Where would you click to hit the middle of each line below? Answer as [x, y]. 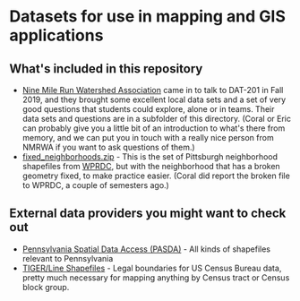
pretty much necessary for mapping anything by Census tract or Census [156, 277]
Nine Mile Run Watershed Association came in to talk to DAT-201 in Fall [153, 90]
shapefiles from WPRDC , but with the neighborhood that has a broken [151, 166]
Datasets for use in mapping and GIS [148, 17]
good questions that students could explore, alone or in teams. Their [148, 109]
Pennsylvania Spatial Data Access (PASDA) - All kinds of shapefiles [146, 249]
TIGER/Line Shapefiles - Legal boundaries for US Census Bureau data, [152, 268]
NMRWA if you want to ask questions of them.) [108, 147]
